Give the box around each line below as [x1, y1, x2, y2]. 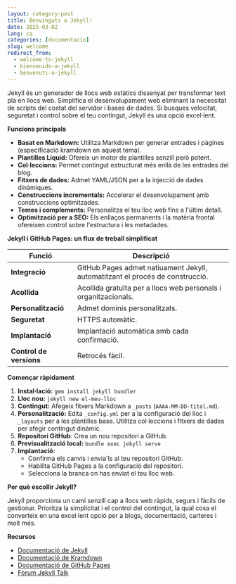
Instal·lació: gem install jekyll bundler [17, 386, 137, 395]
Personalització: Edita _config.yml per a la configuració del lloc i [17, 409, 206, 417]
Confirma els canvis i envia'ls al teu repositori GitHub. [27, 454, 183, 462]
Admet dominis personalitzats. [77, 303, 178, 313]
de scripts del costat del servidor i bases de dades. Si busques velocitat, [7, 103, 218, 112]
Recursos [7, 532, 37, 540]
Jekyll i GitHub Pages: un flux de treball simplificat [7, 234, 158, 243]
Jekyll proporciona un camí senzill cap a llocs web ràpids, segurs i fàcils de [7, 496, 225, 504]
